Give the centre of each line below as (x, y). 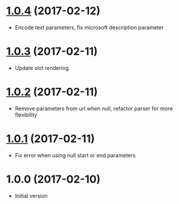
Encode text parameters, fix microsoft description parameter (89, 27)
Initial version (31, 196)
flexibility (26, 115)
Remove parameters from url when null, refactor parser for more (94, 108)
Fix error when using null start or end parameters (75, 155)
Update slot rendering (42, 68)
